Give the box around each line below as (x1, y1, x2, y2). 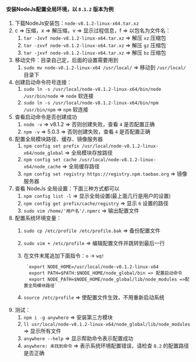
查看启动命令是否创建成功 (14, 113, 77, 120)
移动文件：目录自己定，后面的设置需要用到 (14, 57, 119, 64)
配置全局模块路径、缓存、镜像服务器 (14, 136, 103, 143)
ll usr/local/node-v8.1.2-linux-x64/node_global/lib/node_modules (23, 322, 191, 328)
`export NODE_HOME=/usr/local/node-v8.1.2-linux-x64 (26, 264, 159, 270)
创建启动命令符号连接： (14, 79, 72, 86)
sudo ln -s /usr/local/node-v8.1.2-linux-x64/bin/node (23, 86, 161, 93)
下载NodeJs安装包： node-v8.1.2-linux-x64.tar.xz (14, 19, 139, 27)
